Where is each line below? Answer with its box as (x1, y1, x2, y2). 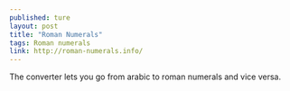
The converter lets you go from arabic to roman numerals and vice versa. (9, 71, 282, 82)
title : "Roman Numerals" (9, 30, 103, 39)
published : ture (9, 13, 70, 23)
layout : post (9, 22, 59, 31)
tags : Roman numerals (9, 38, 91, 48)
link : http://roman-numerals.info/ (9, 47, 144, 56)
